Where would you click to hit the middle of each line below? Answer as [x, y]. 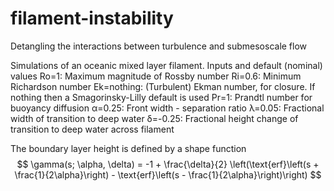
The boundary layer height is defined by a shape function [128, 148]
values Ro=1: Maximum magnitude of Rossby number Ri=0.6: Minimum [156, 76]
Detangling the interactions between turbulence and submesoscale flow [159, 46]
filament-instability [92, 18]
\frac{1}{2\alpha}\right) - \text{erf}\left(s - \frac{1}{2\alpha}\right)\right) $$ [168, 174]
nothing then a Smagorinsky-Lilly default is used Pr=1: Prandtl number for [161, 97]
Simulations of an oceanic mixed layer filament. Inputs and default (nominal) [166, 65]
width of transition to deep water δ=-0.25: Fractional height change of [154, 118]
